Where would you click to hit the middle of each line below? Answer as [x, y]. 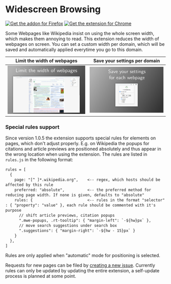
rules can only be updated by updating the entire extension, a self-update [82, 271]
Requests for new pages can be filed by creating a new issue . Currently [80, 265]
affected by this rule [29, 185]
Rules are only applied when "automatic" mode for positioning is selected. [83, 255]
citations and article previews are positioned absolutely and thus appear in [83, 149]
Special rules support [32, 127]
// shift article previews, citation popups [67, 216]
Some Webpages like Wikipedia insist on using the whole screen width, [80, 33]
